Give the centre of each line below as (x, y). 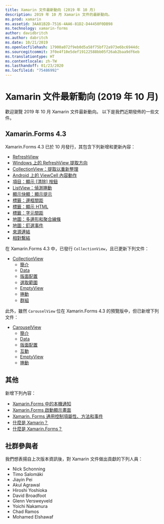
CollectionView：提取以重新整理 (45, 169)
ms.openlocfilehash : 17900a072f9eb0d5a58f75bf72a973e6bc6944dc (72, 47)
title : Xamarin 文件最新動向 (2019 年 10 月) (50, 10)
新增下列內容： (20, 393)
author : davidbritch (27, 33)
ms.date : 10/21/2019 (27, 43)
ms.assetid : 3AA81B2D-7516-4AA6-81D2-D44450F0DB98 (59, 24)
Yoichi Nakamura (30, 506)
